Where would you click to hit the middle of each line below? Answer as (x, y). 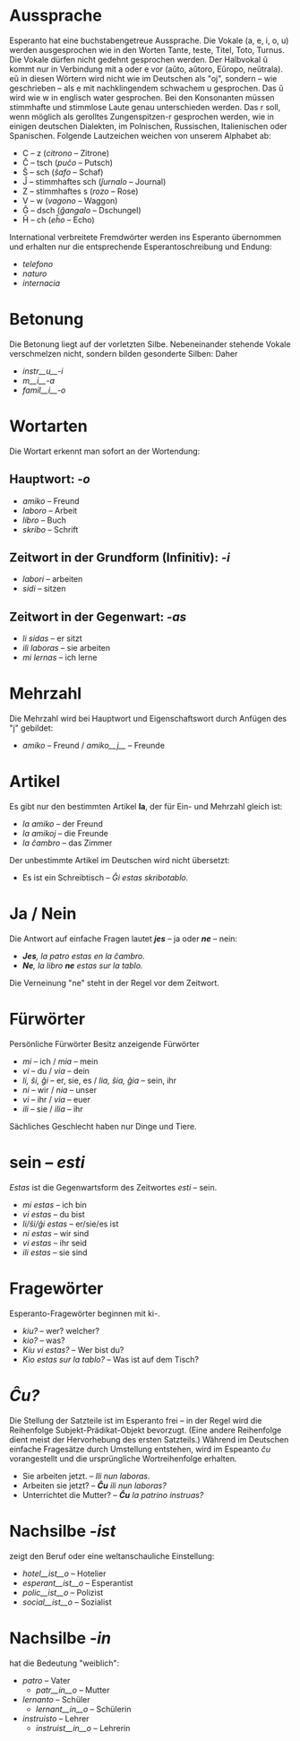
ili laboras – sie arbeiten (66, 648)
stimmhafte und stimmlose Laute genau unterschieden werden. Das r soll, (145, 107)
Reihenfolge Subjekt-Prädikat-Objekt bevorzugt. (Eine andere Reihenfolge (146, 1430)
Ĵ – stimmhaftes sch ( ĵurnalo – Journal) (94, 181)
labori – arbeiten (52, 579)
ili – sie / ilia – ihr (52, 1109)
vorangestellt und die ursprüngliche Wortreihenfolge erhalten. (123, 1459)
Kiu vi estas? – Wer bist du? (73, 1349)
